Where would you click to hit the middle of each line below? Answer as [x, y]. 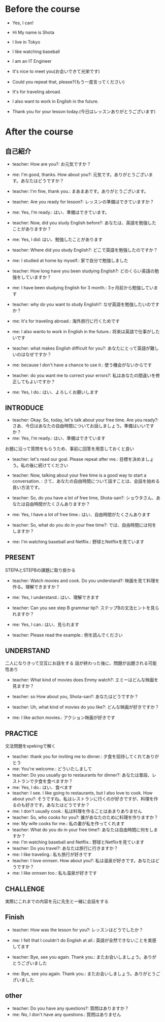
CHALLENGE [25, 889]
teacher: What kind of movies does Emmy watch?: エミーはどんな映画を [85, 680]
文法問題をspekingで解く [31, 746]
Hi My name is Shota [33, 32]
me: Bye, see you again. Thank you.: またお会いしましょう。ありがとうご [86, 974]
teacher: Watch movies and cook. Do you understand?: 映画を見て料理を [86, 580]
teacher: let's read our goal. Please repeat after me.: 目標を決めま [79, 459]
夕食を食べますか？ [53, 781]
